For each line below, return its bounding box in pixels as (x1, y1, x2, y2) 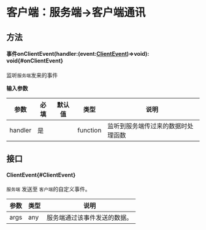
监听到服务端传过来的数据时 (107, 121, 188, 130)
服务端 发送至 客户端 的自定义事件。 (6, 185, 91, 193)
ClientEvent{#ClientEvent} (6, 171, 76, 178)
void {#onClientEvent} (6, 57, 63, 64)
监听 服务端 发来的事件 (6, 71, 58, 79)
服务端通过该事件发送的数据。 (47, 213, 133, 222)
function (77, 126, 102, 134)
